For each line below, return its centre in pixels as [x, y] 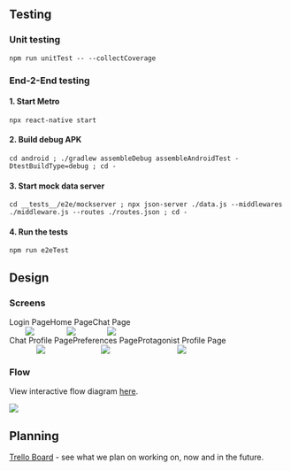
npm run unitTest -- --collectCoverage [83, 58]
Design [29, 278]
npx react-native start [53, 120]
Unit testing [35, 40]
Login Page [30, 322]
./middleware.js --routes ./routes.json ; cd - [99, 212]
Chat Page [111, 322]
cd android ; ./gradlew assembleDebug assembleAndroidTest [120, 158]
